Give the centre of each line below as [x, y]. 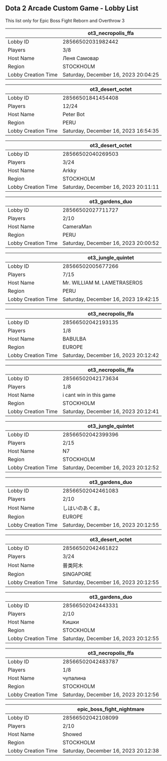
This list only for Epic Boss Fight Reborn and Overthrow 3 [65, 20]
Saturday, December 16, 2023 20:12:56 [111, 695]
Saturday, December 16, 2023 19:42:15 [111, 299]
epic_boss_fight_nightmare [111, 709]
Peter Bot [74, 114]
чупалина [74, 678]
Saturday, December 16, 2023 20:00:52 [111, 243]
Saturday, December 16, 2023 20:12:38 [111, 750]
